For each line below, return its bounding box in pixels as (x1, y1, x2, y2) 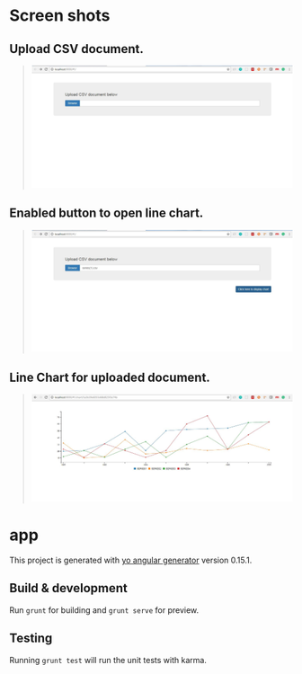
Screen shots (9, 5, 111, 26)
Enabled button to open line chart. (9, 206, 204, 221)
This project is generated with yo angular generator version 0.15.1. (9, 554, 253, 565)
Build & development (9, 581, 128, 596)
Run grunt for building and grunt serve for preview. (9, 604, 200, 616)
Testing (9, 631, 53, 646)
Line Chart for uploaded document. (9, 369, 211, 385)
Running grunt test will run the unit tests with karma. (9, 654, 207, 665)
